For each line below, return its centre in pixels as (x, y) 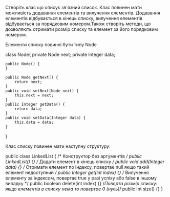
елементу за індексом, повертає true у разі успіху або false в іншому (81, 178)
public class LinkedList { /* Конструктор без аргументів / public (74, 156)
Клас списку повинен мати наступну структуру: (58, 146)
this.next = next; (34, 95)
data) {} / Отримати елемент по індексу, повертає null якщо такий (77, 167)
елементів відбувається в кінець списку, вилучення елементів (74, 18)
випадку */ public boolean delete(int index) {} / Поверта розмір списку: (81, 183)
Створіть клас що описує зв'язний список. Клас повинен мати (74, 7)
